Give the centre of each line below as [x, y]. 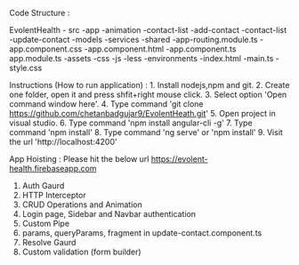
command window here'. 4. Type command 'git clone [106, 104]
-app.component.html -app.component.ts [160, 49]
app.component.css [46, 49]
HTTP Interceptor [54, 195]
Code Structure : [40, 13]
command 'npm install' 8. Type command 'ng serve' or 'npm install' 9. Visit [146, 132]
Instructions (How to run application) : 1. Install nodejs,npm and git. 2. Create [149, 85]
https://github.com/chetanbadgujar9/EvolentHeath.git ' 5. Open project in [142, 113]
